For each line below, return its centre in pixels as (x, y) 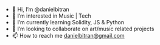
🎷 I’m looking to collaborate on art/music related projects (83, 29)
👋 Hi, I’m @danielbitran (41, 9)
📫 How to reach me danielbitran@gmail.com (68, 36)
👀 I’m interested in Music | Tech (51, 16)
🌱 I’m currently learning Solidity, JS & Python (68, 22)
